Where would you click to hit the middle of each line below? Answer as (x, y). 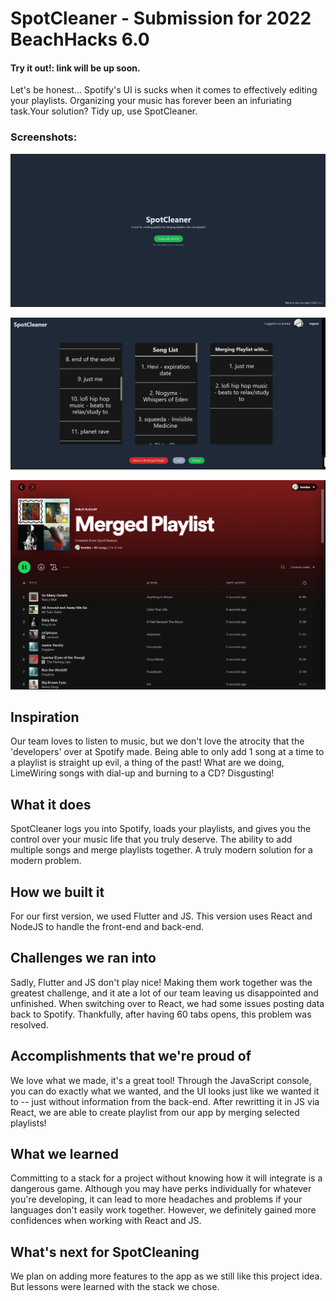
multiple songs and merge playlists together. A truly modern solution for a (161, 850)
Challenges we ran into (83, 958)
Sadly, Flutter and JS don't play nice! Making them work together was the (161, 982)
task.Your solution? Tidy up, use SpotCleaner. (104, 111)
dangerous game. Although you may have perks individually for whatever (161, 1189)
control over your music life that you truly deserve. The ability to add (151, 839)
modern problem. (46, 861)
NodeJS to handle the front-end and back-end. (107, 927)
